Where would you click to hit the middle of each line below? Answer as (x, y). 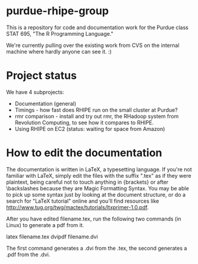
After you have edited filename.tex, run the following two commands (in (94, 219)
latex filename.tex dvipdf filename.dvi (52, 237)
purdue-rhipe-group (57, 11)
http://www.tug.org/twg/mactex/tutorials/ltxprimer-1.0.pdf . (78, 207)
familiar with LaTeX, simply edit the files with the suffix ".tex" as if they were (99, 175)
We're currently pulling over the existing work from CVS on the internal (93, 45)
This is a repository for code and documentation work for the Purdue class (98, 27)
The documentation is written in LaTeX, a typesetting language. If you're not (99, 169)
